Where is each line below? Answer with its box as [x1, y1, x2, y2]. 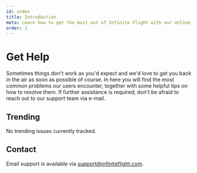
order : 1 [6, 25, 28, 31]
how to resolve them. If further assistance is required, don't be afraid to [6, 89, 179, 96]
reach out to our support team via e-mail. [6, 95, 106, 102]
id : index [6, 8, 31, 15]
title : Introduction [6, 14, 57, 20]
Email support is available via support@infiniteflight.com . [6, 160, 144, 167]
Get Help [6, 51, 50, 64]
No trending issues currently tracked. [6, 128, 96, 134]
